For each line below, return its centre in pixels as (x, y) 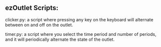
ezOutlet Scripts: (32, 8)
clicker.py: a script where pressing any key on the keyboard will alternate (79, 19)
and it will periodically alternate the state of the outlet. (60, 39)
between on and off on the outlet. (39, 25)
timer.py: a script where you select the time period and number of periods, (81, 34)
